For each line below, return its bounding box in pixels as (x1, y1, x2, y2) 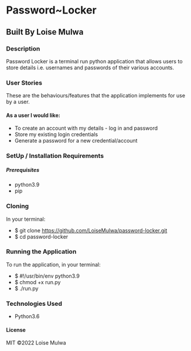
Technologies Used (6, 299, 63, 308)
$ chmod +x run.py (14, 278, 61, 285)
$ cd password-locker (14, 233, 69, 240)
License (6, 326, 26, 333)
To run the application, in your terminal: (6, 261, 101, 268)
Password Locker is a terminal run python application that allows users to (6, 58, 183, 65)
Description (6, 45, 40, 53)
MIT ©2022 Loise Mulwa (6, 339, 66, 346)
